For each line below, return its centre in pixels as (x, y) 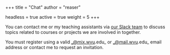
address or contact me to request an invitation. (54, 47)
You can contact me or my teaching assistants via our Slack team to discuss (85, 27)
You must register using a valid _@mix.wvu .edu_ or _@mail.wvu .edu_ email (83, 42)
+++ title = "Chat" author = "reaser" (43, 7)
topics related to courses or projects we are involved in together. (73, 32)
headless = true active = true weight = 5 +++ (53, 17)
